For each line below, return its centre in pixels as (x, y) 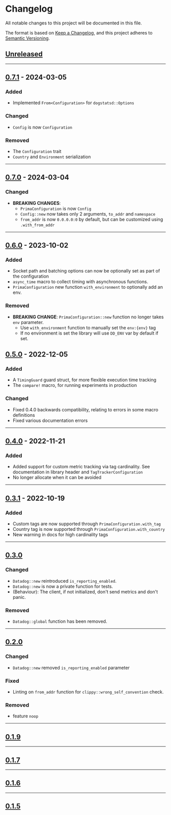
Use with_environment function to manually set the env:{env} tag (88, 327)
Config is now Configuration (42, 127)
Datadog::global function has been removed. (60, 621)
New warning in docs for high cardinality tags (60, 535)
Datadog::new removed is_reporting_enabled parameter (71, 668)
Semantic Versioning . (27, 38)
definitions (24, 415)
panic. (19, 597)
